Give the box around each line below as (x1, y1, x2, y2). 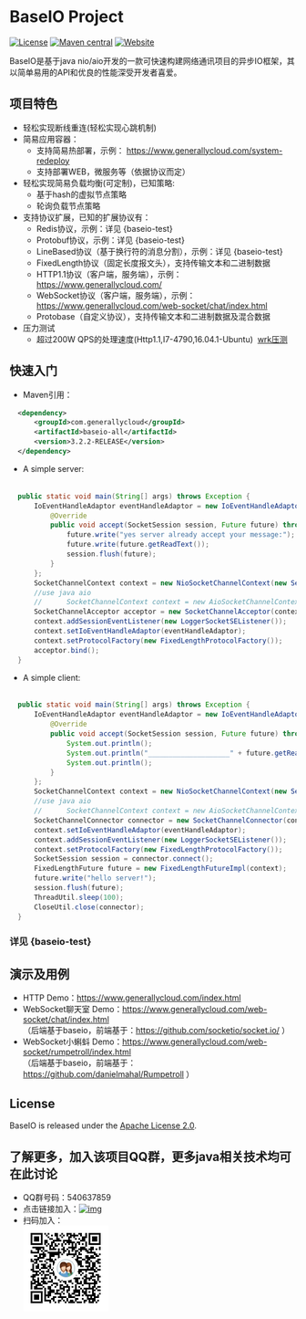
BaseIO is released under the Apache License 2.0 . (9, 1120, 198, 1131)
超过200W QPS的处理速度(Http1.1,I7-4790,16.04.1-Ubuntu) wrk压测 (36, 333, 289, 344)
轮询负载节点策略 (36, 200, 101, 211)
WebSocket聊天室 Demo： (22, 1004, 123, 1015)
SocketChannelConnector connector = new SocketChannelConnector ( (33, 815, 287, 825)
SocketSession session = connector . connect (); (33, 854, 214, 864)
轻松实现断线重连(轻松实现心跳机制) (22, 121, 158, 133)
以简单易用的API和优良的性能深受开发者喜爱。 (9, 67, 182, 78)
